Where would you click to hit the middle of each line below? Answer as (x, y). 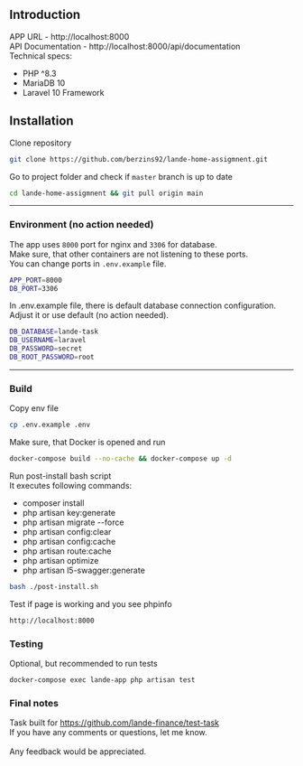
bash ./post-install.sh (54, 586)
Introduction (45, 15)
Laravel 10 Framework (63, 92)
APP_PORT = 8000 (36, 280)
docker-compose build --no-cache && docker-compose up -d (120, 459)
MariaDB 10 (44, 83)
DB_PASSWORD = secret (46, 349)
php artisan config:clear (67, 531)
